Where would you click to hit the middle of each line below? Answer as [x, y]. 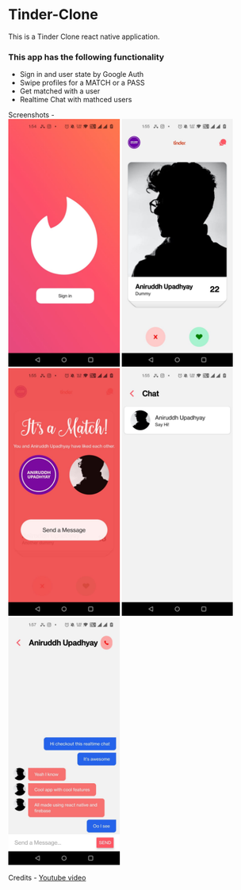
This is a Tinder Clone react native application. [84, 36]
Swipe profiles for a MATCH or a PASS [82, 83]
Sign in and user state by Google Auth [82, 74]
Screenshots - [31, 115]
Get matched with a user [60, 91]
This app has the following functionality [86, 57]
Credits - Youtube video [47, 878]
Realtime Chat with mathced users [76, 100]
